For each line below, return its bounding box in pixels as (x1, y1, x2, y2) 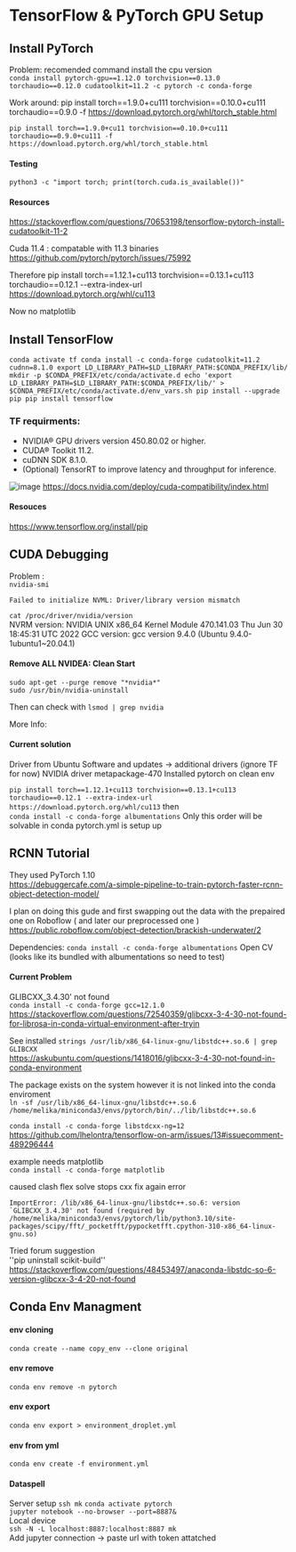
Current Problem (9, 971, 73, 982)
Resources (9, 197, 51, 207)
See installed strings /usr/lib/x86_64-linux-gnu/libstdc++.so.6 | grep (9, 1035, 277, 1046)
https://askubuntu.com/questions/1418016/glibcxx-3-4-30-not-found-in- (9, 1052, 276, 1063)
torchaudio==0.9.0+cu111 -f (9, 132, 114, 141)
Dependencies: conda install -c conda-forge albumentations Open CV (9, 941, 274, 953)
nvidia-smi (9, 580, 50, 589)
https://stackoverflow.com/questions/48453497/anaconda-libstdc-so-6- (9, 1264, 276, 1274)
